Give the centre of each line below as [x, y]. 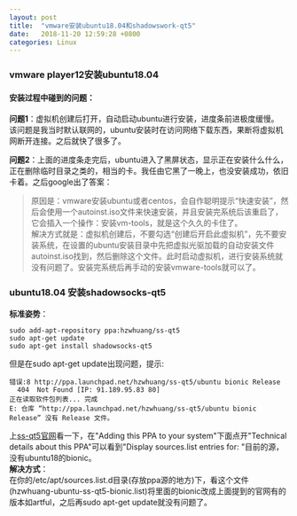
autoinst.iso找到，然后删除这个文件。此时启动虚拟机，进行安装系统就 [157, 256]
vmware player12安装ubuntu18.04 [84, 74]
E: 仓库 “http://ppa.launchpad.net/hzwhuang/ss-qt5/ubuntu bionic [133, 409]
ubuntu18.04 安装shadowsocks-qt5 [88, 293]
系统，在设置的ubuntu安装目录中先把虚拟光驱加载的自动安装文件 [156, 246]
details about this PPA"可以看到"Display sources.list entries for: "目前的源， [146, 446]
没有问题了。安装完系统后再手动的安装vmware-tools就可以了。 [145, 268]
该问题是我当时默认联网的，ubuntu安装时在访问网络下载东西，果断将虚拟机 [146, 130]
